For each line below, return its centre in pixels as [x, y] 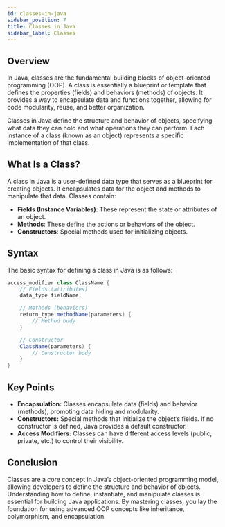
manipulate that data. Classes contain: [62, 196]
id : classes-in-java [37, 14]
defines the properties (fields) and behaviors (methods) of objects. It [105, 93]
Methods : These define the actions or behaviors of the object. [106, 224]
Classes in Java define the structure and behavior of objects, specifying [110, 121]
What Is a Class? [44, 165]
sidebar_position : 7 [37, 20]
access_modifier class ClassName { [58, 283]
